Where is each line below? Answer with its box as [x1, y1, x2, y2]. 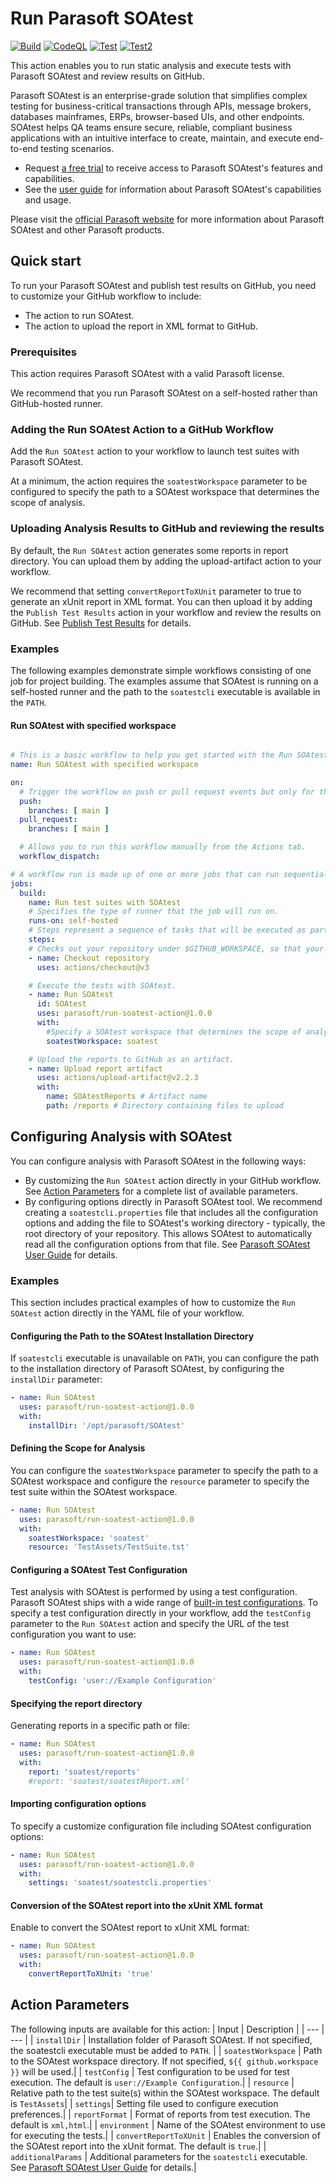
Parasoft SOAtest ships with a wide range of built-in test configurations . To [10, 1597, 318, 1609]
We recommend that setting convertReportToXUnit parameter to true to [10, 585, 302, 597]
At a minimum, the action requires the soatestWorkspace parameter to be [10, 475, 308, 487]
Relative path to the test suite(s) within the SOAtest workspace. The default [10, 2087, 320, 2099]
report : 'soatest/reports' [28, 1767, 141, 1777]
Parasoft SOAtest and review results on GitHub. [10, 70, 205, 82]
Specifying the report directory [10, 1697, 143, 1709]
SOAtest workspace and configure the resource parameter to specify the [10, 1475, 310, 1487]
